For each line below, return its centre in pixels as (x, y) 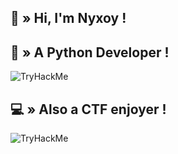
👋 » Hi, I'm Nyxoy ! (68, 18)
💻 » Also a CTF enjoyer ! (88, 109)
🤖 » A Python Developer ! (90, 52)
